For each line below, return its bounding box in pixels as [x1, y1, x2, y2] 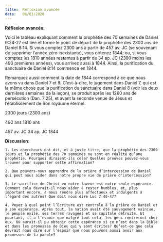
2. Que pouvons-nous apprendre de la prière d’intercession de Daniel [5, 168, 151, 174]
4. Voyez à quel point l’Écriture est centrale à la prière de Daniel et [5, 202, 158, 208]
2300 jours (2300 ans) [5, 110, 50, 115]
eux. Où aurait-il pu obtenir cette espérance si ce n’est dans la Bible [5, 219, 158, 225]
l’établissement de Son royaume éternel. [5, 100, 86, 106]
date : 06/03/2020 [5, 12, 45, 16]
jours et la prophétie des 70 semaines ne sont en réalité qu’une [5, 151, 143, 157]
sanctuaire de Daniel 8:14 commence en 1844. [5, 65, 98, 71]
